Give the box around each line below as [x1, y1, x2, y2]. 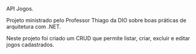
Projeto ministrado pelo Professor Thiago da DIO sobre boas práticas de [6, 17, 187, 23]
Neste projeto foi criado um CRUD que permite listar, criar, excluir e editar [6, 35, 191, 41]
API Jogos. [6, 5, 34, 12]
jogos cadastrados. [6, 41, 55, 48]
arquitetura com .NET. [6, 23, 61, 30]
